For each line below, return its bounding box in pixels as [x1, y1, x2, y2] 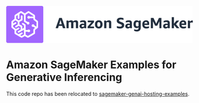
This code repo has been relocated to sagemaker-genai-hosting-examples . [6, 91, 190, 98]
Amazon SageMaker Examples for [6, 58, 176, 72]
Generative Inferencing [6, 71, 123, 84]
